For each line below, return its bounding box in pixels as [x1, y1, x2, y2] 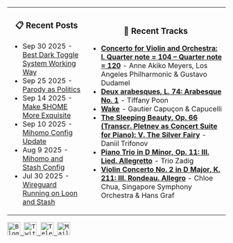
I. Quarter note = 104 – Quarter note [101, 52, 222, 62]
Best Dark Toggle [22, 50, 79, 60]
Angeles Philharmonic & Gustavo [101, 69, 208, 79]
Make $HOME [22, 102, 68, 111]
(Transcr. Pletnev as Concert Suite [101, 121, 218, 131]
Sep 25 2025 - [22, 75, 73, 85]
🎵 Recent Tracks [123, 26, 189, 37]
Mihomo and [22, 154, 64, 163]
